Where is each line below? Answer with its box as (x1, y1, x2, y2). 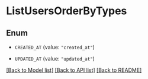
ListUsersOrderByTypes (6, 4, 127, 18)
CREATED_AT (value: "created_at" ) (14, 43, 95, 50)
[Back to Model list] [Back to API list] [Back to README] (6, 67, 142, 74)
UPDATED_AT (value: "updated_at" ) (14, 55, 95, 62)
